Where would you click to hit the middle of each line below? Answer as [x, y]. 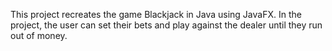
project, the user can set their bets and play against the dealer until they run [166, 25]
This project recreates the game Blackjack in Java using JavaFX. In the [156, 14]
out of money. [39, 35]
